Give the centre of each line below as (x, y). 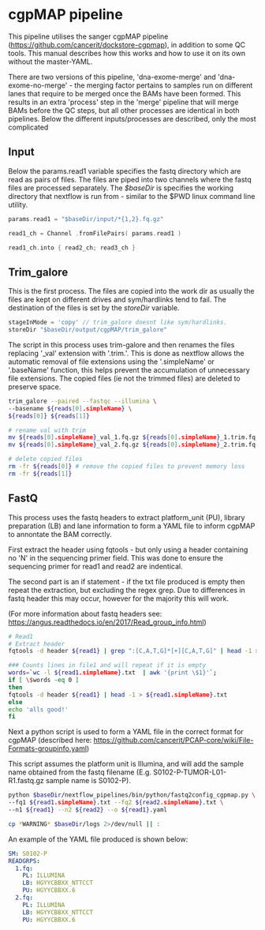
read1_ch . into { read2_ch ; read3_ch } (72, 247)
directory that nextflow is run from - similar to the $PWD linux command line (132, 196)
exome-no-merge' (38, 85)
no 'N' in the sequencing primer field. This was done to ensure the (116, 557)
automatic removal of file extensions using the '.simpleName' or (112, 362)
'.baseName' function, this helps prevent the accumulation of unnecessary (129, 369)
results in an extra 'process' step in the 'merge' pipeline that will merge (123, 102)
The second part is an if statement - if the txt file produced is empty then (127, 581)
